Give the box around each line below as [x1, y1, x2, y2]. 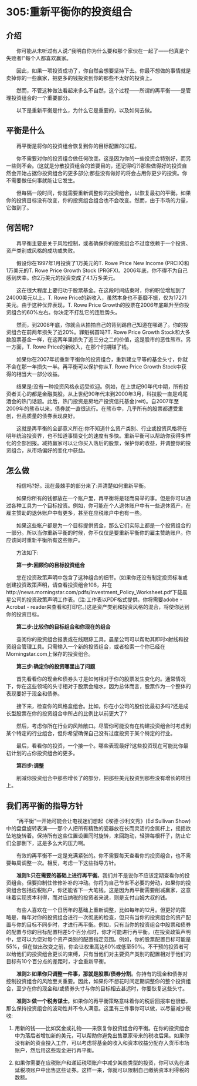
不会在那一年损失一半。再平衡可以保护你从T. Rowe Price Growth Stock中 [6, 363, 182, 370]
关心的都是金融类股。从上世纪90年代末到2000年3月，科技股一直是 [16, 390, 178, 397]
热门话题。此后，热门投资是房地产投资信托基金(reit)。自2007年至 [21, 397, 179, 404]
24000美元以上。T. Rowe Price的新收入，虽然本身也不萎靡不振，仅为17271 [6, 294, 187, 301]
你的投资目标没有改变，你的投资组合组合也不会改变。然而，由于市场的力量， [6, 196, 191, 203]
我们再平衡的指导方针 [6, 800, 83, 811]
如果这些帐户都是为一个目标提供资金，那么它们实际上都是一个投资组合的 [16, 522, 191, 529]
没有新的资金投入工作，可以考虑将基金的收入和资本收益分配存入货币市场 [14, 1040, 189, 1047]
